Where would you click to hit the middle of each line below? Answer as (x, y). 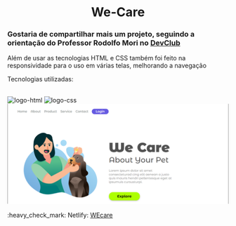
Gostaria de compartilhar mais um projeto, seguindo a (101, 34)
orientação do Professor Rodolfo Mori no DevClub (94, 43)
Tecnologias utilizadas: (40, 79)
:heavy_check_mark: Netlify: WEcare (60, 215)
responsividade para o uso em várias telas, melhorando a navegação (107, 66)
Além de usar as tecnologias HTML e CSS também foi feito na (97, 58)
